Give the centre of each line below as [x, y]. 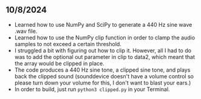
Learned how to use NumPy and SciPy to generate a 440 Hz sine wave [103, 24]
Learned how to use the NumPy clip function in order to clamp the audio [105, 37]
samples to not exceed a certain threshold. [68, 44]
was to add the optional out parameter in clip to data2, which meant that [105, 56]
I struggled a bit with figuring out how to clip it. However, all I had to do [103, 50]
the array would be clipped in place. [59, 63]
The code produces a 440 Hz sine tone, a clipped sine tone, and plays [102, 70]
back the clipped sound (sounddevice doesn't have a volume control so [104, 76]
